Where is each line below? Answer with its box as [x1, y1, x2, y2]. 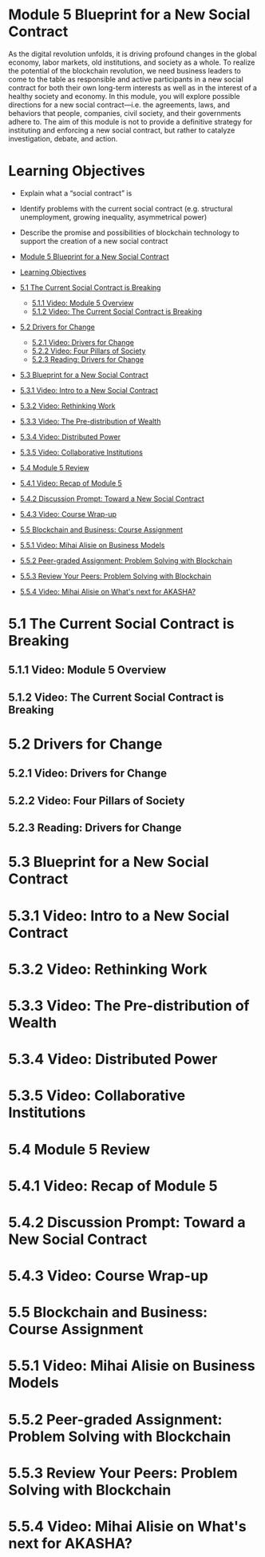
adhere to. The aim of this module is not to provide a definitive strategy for [8, 117, 253, 126]
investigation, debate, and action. [8, 133, 118, 143]
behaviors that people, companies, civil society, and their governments [8, 108, 242, 117]
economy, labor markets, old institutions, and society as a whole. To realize [8, 58, 255, 67]
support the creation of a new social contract [19, 236, 168, 245]
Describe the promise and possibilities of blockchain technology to [19, 228, 239, 237]
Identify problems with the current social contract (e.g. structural [19, 204, 233, 213]
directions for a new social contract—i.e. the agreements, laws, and [8, 100, 230, 109]
